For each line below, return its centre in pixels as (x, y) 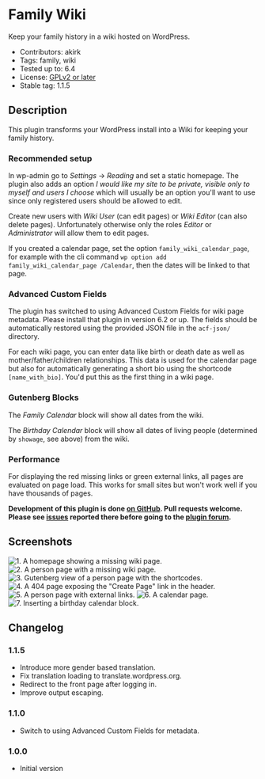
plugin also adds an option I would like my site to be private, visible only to (129, 184)
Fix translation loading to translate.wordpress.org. (100, 676)
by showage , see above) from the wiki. (69, 439)
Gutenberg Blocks (44, 397)
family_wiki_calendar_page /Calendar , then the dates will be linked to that (129, 265)
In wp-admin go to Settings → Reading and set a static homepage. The (123, 176)
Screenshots (40, 542)
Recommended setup (50, 158)
